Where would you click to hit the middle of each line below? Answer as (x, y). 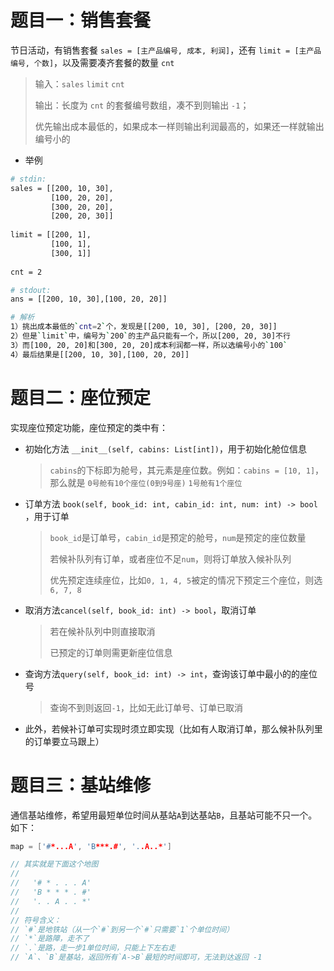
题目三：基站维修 (81, 785)
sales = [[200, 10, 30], (62, 188)
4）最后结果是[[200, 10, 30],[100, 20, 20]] (100, 354)
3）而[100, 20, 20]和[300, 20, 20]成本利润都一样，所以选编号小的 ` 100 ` (149, 345)
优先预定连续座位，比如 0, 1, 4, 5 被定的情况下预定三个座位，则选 (186, 580)
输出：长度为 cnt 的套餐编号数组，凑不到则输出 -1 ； (142, 105)
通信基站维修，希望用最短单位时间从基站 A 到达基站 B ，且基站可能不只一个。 (164, 815)
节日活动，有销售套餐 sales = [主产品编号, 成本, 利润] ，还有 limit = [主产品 (166, 50)
